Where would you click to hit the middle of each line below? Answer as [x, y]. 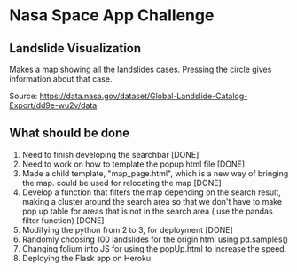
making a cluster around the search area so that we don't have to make [152, 201]
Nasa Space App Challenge [112, 16]
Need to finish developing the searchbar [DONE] [110, 154]
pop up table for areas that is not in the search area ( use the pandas [147, 211]
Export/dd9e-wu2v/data [53, 105]
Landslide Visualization [75, 48]
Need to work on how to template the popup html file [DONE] [133, 164]
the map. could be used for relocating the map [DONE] [121, 183]
